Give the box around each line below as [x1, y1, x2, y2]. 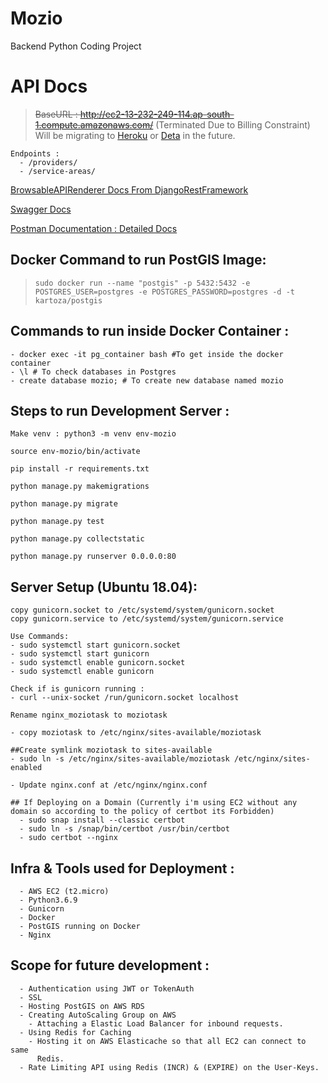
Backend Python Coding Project [10, 40, 142, 52]
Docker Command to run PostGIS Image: [10, 252, 267, 269]
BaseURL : [34, 108, 78, 120]
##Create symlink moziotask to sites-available [10, 745, 213, 756]
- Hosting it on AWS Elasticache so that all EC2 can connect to [28, 1036, 307, 1046]
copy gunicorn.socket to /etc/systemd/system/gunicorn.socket [10, 605, 275, 616]
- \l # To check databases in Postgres [10, 367, 177, 377]
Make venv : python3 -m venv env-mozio [10, 429, 177, 439]
